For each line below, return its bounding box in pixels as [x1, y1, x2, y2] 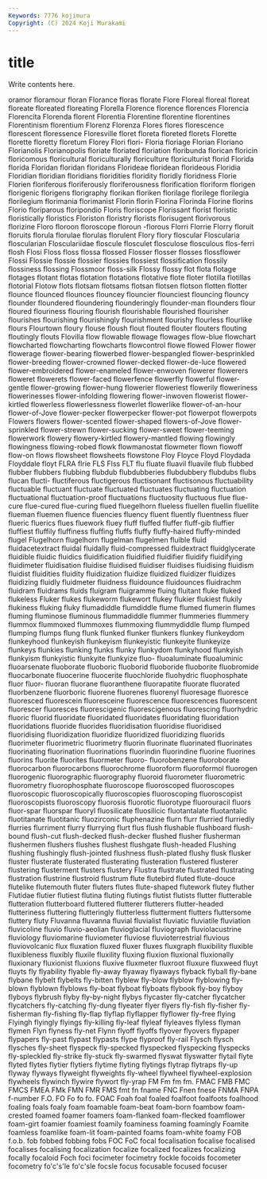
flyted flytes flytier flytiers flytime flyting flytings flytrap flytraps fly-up [8, 1060, 238, 1070]
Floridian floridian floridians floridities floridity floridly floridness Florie [8, 171, 237, 181]
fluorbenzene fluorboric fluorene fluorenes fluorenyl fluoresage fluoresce [8, 687, 249, 697]
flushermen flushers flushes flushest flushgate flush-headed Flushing [8, 840, 237, 849]
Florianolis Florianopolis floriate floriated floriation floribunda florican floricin [8, 146, 258, 155]
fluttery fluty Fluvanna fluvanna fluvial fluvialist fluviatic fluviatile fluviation [8, 916, 251, 926]
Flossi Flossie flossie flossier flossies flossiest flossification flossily [8, 256, 228, 265]
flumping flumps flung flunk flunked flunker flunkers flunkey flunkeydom [8, 629, 245, 638]
